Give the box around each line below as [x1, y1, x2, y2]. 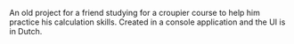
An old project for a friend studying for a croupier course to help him [9, 8, 260, 18]
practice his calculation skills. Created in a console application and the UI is [9, 17, 286, 27]
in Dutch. [9, 26, 43, 36]
